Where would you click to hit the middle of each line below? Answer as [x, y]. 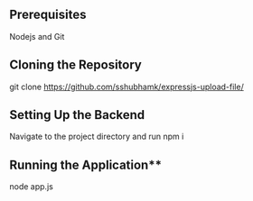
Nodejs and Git [37, 36]
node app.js [32, 187]
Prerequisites [48, 15]
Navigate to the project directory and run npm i [97, 137]
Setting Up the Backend [77, 115]
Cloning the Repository [75, 65]
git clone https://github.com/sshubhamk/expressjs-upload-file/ [126, 87]
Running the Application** [86, 164]
